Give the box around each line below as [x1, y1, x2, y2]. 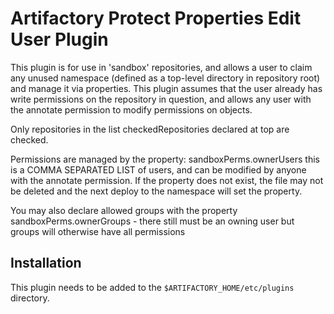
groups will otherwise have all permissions [10, 225, 186, 237]
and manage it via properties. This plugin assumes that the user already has [10, 82, 323, 94]
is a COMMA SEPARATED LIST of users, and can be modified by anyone [10, 163, 307, 176]
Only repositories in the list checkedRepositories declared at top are [10, 123, 290, 135]
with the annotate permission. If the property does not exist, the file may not [10, 174, 324, 186]
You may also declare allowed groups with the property [10, 204, 238, 216]
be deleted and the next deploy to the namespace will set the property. [10, 185, 303, 197]
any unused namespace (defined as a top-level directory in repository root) [10, 72, 321, 84]
